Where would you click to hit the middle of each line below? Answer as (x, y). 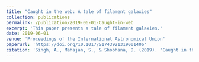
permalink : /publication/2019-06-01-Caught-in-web (70, 22)
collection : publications (38, 17)
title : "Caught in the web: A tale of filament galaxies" (79, 12)
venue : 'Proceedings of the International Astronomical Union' (86, 39)
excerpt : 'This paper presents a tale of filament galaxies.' (84, 28)
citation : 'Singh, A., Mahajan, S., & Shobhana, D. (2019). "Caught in (96, 50)
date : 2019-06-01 (28, 34)
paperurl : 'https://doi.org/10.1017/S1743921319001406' (76, 45)
